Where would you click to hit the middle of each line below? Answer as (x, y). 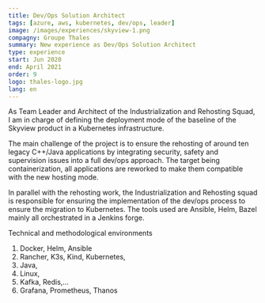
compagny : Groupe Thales (49, 38)
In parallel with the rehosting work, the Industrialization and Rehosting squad (133, 193)
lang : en (23, 89)
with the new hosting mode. (53, 177)
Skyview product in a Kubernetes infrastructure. (86, 128)
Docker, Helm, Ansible (56, 248)
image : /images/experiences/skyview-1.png (79, 30)
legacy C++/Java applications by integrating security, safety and (114, 152)
